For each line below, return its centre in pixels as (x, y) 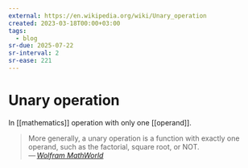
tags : (17, 31)
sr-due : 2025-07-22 (41, 46)
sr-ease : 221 (30, 61)
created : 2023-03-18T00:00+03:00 (64, 23)
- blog (27, 38)
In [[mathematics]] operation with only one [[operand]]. (100, 122)
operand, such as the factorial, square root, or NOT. (114, 146)
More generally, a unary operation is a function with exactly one (134, 138)
